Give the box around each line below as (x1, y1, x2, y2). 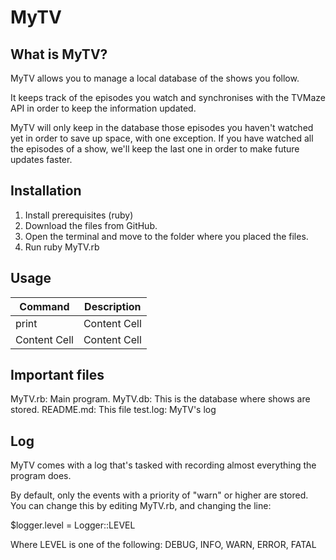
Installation (10, 182, 82, 200)
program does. (10, 470, 72, 482)
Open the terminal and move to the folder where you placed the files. (24, 230, 309, 242)
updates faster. (10, 154, 73, 165)
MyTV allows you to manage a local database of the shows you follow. (10, 72, 300, 84)
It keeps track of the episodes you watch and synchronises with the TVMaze (10, 92, 326, 103)
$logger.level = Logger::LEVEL (10, 519, 136, 531)
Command (19, 299, 70, 313)
